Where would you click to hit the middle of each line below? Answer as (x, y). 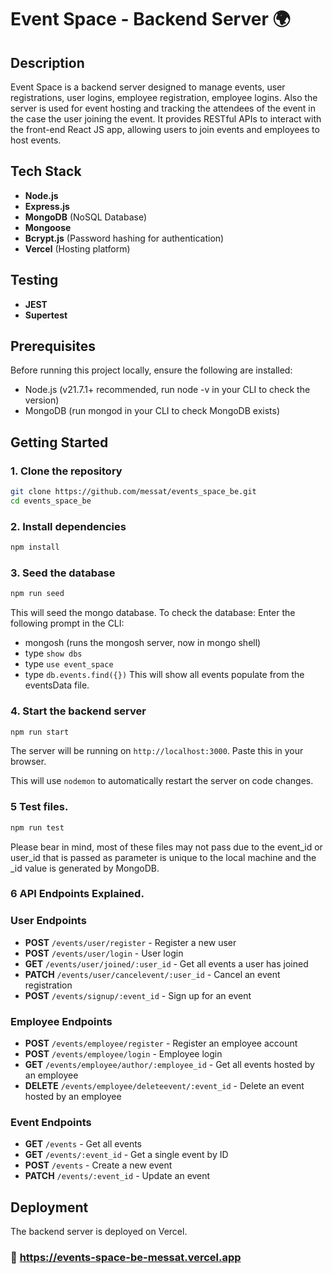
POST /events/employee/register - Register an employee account (161, 1043)
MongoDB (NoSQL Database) (86, 217)
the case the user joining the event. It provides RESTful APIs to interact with (166, 119)
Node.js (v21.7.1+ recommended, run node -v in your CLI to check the (167, 390)
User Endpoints (48, 921)
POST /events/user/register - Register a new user (130, 942)
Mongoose (48, 227)
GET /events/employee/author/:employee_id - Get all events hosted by (169, 1065)
